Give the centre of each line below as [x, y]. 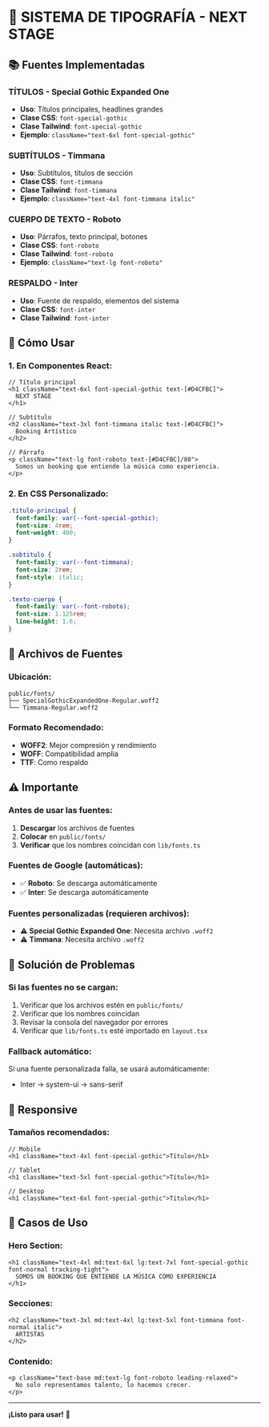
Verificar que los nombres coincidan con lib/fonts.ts [110, 845]
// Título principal [43, 382]
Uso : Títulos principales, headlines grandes [92, 109]
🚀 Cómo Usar [42, 343]
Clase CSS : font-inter [58, 309]
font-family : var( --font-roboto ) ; [73, 607]
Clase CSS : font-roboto [59, 246]
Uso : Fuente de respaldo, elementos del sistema [100, 300]
